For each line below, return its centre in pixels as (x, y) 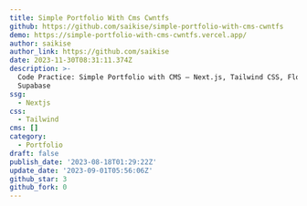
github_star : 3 (38, 179)
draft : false (34, 153)
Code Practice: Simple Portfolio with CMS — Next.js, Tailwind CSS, (151, 77)
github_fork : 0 (38, 188)
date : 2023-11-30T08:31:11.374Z (71, 60)
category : (28, 137)
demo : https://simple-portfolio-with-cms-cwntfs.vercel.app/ (128, 35)
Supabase (34, 86)
